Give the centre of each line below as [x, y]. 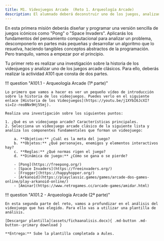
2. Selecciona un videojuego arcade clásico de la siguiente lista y [77, 126]
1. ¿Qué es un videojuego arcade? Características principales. [72, 122]
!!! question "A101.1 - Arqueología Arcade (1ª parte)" [57, 83]
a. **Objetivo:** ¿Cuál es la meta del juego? [62, 139]
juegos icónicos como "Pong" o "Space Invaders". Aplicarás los [69, 33]
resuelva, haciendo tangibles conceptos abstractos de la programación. [77, 49]
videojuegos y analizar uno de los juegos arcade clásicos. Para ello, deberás [82, 68]
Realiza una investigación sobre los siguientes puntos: [64, 113]
